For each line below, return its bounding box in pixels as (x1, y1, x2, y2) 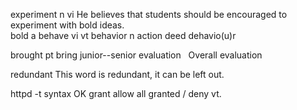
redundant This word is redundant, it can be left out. (10, 69, 225, 80)
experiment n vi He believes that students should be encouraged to (10, 9, 288, 20)
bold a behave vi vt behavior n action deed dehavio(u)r (10, 30, 237, 41)
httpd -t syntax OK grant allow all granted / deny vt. (10, 88, 222, 99)
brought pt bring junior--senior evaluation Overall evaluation (10, 49, 263, 61)
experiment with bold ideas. (10, 19, 125, 31)
